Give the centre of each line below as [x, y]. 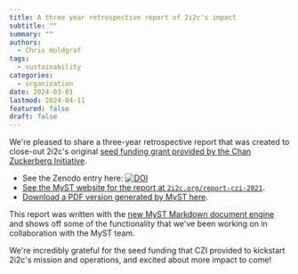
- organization [45, 84]
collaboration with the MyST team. [72, 233]
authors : [25, 42]
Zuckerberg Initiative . [48, 161]
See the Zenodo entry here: [72, 178]
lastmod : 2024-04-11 [48, 100]
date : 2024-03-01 [41, 92]
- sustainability [49, 68]
